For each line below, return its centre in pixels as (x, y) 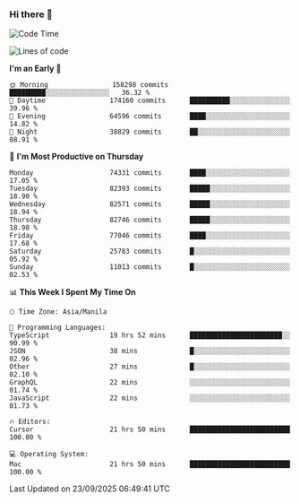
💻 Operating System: (49, 455)
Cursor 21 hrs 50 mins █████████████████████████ (150, 429)
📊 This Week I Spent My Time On (73, 292)
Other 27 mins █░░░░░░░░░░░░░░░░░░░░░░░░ (150, 367)
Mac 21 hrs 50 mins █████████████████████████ (150, 464)
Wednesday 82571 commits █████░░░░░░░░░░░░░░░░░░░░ (150, 204)
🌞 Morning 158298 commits (89, 85)
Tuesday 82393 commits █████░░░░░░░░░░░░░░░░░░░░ (150, 189)
